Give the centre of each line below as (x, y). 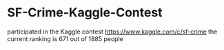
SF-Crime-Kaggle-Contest (85, 13)
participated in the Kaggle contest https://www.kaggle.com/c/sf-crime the (112, 32)
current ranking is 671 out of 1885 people (65, 38)
